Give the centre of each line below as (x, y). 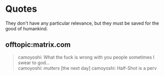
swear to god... (34, 63)
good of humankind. (27, 28)
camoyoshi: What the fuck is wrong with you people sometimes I (86, 57)
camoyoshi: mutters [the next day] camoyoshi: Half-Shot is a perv (87, 68)
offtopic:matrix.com (38, 45)
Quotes (21, 9)
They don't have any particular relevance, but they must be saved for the (82, 23)
